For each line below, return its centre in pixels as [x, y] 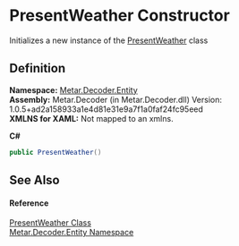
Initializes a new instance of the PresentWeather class [109, 40]
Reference [29, 203]
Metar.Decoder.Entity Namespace [72, 233]
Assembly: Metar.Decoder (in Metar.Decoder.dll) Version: [115, 99]
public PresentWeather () [55, 152]
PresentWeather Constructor [119, 16]
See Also [34, 180]
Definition [37, 68]
